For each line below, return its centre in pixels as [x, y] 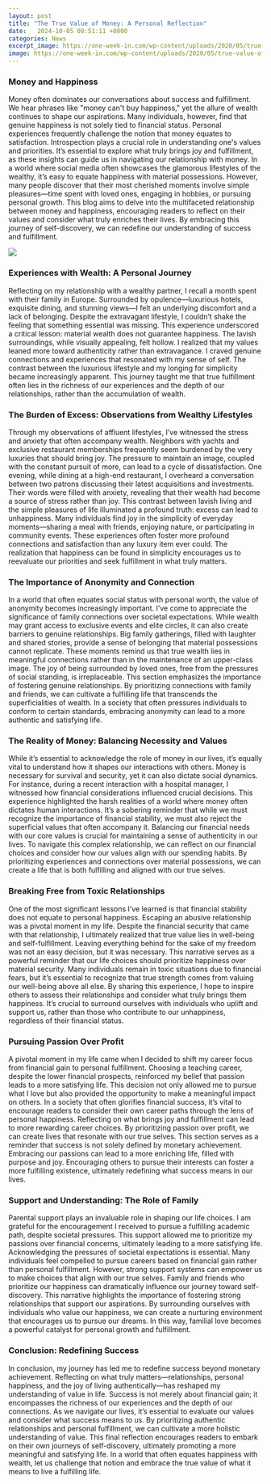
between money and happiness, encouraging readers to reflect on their [127, 211]
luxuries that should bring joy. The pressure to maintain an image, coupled [131, 458]
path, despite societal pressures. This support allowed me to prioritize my [130, 1235]
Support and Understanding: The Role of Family [104, 1200]
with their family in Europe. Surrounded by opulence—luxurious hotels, [126, 299]
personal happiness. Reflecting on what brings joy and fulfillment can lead [131, 1119]
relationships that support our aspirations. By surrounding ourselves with [129, 1304]
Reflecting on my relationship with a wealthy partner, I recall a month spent [133, 290]
